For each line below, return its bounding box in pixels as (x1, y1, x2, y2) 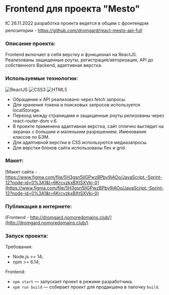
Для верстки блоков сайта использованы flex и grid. (12, 145, 126, 151)
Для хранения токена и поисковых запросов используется (12, 102, 141, 108)
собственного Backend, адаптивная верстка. (5, 62, 103, 68)
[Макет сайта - (5, 168, 37, 175)
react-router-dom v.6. (12, 117, 58, 124)
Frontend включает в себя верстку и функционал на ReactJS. (5, 52, 138, 58)
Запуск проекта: (5, 232, 49, 239)
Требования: (5, 244, 33, 250)
